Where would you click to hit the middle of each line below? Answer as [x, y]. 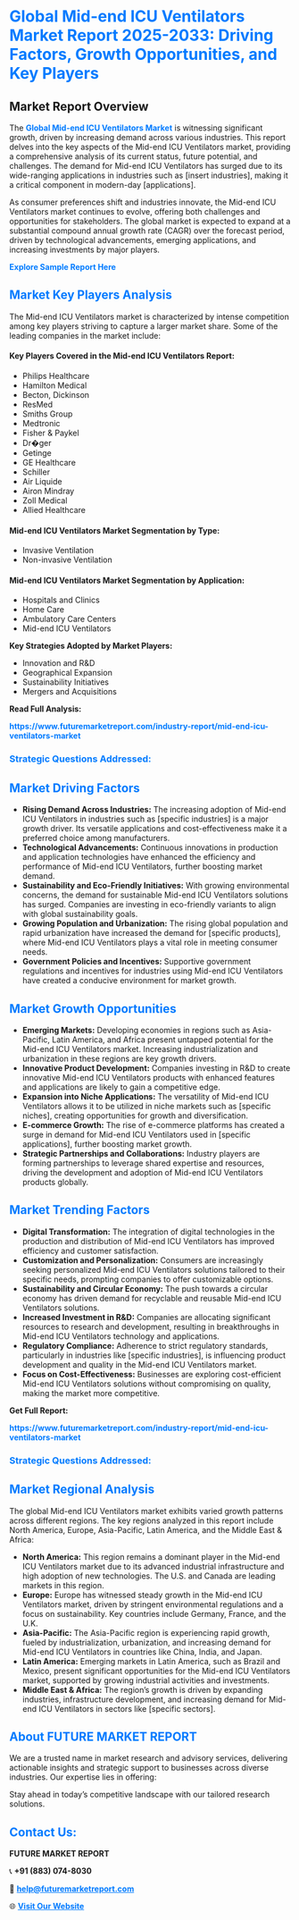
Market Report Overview [79, 106]
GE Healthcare [49, 463]
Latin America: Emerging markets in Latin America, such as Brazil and [151, 1661]
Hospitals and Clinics [61, 600]
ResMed [37, 405]
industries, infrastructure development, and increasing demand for [145, 1699]
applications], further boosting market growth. [107, 1144]
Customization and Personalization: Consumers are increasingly [142, 1260]
